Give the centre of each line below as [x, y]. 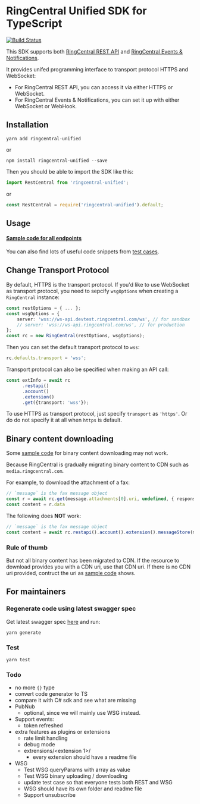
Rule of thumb [27, 547]
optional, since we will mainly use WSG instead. [82, 713]
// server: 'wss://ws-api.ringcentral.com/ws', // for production [101, 325]
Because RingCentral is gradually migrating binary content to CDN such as [98, 464]
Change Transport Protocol [58, 270]
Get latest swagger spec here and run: [53, 621]
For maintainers [36, 592]
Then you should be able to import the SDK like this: [70, 171]
